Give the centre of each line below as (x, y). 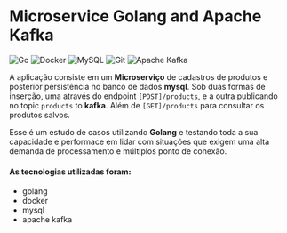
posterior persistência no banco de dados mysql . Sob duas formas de (137, 86)
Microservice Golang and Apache (136, 16)
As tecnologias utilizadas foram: (70, 172)
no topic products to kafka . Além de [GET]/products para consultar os (137, 105)
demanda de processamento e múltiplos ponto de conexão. (118, 151)
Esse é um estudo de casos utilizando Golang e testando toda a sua (134, 132)
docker (35, 201)
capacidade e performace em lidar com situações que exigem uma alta (140, 141)
